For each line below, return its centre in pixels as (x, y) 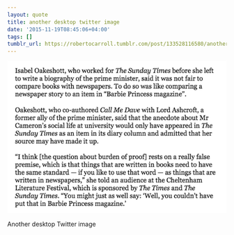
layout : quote (28, 15)
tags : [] (20, 37)
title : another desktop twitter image (63, 22)
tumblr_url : (24, 44)
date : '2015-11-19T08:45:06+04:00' (59, 29)
